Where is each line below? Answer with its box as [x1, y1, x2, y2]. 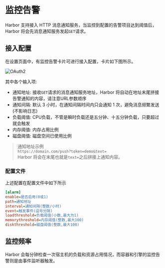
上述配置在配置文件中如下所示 [5, 180, 66, 186]
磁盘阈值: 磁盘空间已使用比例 [12, 133, 72, 138]
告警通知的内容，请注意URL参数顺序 [12, 95, 87, 101]
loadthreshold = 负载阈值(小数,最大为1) [5, 213, 79, 218]
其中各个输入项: [5, 78, 37, 85]
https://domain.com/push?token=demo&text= [17, 149, 107, 154]
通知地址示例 [17, 143, 44, 149]
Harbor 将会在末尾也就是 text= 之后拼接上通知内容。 [17, 154, 123, 160]
